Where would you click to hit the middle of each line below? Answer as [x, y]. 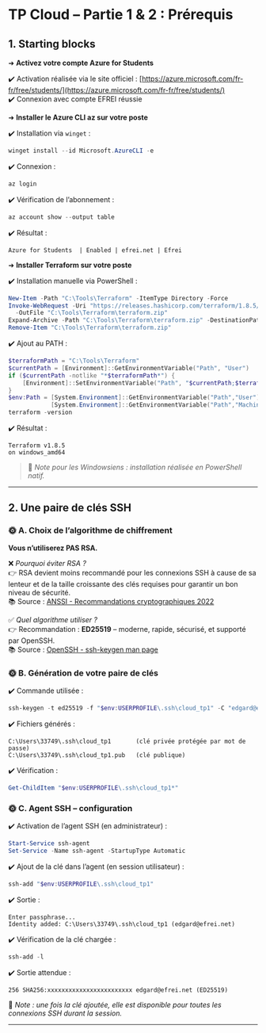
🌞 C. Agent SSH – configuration [70, 808]
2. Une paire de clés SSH [70, 508]
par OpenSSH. [32, 641]
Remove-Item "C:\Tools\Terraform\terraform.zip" [90, 328]
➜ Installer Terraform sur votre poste [70, 265]
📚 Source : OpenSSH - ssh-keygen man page [83, 649]
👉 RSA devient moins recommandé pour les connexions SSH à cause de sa [132, 572]
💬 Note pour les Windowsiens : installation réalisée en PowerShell [135, 467]
